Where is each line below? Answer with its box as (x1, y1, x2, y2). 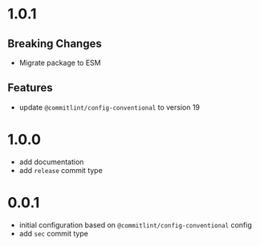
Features (7, 81, 53, 95)
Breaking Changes (7, 37, 102, 50)
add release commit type (18, 165, 104, 175)
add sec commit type (18, 228, 89, 238)
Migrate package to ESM (18, 58, 101, 67)
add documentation (18, 157, 84, 167)
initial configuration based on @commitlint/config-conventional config (18, 220, 252, 229)
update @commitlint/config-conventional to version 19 (18, 102, 201, 112)
